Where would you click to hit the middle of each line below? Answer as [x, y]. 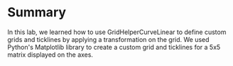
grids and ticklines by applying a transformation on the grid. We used [108, 39]
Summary [37, 12]
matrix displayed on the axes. [50, 55]
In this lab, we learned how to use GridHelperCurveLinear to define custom [117, 32]
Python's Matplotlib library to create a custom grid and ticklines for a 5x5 [114, 47]
